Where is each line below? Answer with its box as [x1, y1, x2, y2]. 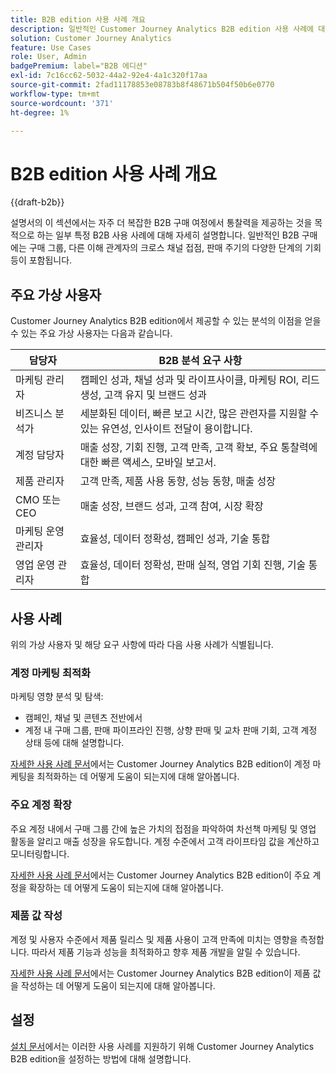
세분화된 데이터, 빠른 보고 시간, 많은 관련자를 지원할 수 [79, 407, 320, 421]
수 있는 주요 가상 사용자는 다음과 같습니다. [10, 327, 173, 340]
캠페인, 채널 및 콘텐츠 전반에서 [24, 712, 143, 724]
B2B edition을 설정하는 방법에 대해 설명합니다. [10, 1052, 192, 1065]
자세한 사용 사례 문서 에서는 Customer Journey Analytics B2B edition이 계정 [10, 758, 311, 770]
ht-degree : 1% [10, 107, 70, 118]
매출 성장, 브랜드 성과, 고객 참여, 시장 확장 [79, 499, 264, 513]
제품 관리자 [15, 474, 65, 488]
